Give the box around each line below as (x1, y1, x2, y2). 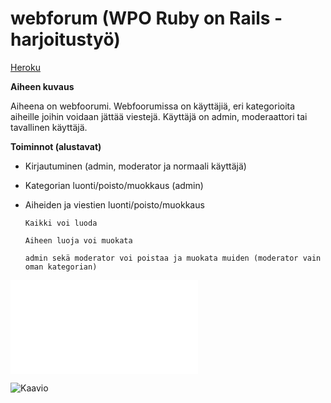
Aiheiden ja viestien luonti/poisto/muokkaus (24, 198, 205, 211)
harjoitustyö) (10, 28, 121, 51)
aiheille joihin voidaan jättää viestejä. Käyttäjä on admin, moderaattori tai (10, 110, 308, 122)
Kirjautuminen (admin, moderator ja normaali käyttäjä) (24, 160, 247, 172)
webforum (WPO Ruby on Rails (10, 7, 271, 30)
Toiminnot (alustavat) (10, 140, 102, 152)
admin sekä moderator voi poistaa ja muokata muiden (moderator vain (24, 253, 322, 263)
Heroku (10, 61, 41, 73)
